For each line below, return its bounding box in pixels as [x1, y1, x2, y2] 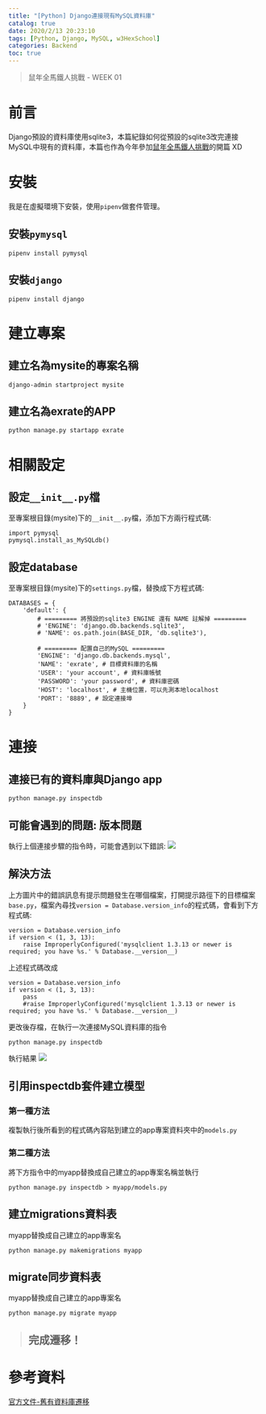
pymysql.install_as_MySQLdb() [8, 536, 110, 544]
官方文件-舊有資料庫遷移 [8, 1396, 90, 1406]
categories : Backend [8, 42, 78, 50]
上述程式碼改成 [8, 962, 58, 972]
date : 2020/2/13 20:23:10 [8, 27, 95, 35]
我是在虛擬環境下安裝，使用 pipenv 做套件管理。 [8, 201, 164, 211]
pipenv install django [8, 295, 85, 303]
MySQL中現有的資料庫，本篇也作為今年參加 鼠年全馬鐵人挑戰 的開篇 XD [8, 142, 243, 152]
